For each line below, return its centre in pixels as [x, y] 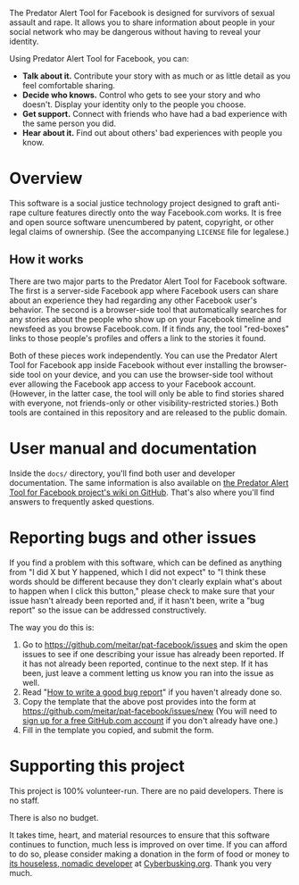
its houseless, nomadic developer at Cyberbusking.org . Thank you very [141, 863]
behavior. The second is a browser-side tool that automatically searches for [148, 309]
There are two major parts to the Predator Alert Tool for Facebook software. [148, 281]
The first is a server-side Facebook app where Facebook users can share [144, 290]
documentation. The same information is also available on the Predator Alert [149, 482]
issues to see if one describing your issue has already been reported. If [153, 654]
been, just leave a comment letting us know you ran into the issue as [148, 672]
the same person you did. [69, 123]
